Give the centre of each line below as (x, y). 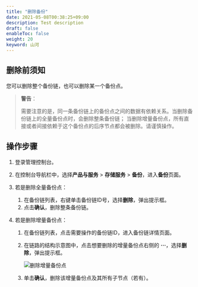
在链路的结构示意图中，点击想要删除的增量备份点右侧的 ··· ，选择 (103, 245)
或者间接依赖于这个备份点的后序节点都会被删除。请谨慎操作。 (101, 126)
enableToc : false (28, 34)
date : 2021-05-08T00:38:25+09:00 (48, 17)
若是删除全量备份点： (41, 187)
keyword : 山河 (23, 45)
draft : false (22, 28)
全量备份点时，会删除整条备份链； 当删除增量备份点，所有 (113, 118)
